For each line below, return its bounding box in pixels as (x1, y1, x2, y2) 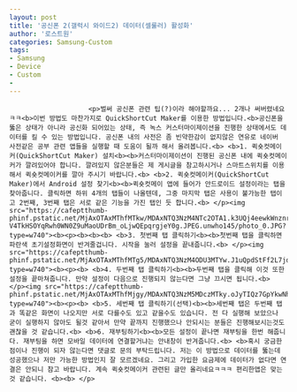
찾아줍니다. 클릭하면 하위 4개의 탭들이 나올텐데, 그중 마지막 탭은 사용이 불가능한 (9, 189, 267, 198)
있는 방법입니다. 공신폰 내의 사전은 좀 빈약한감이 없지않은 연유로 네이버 (51, 132, 278, 141)
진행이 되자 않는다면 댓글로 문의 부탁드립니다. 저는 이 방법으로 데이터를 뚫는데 (30, 346, 281, 355)
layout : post (9, 12, 57, 22)
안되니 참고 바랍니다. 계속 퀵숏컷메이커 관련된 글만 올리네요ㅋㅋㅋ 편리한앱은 (25, 365, 267, 373)
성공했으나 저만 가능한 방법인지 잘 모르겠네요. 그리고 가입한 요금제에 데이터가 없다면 (9, 355, 277, 365)
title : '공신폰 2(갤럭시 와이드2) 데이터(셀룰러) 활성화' (9, 21, 194, 30)
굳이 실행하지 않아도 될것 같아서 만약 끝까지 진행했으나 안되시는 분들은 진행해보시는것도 (9, 318, 286, 327)
